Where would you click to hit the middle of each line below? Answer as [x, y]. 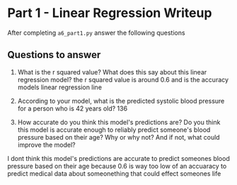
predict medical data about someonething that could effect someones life [114, 173]
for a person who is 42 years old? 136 [73, 108]
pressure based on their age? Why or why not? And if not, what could [119, 137]
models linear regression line [60, 87]
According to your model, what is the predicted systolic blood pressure [121, 101]
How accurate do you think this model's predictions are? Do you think [119, 122]
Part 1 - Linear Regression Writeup [110, 13]
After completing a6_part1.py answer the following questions [96, 33]
